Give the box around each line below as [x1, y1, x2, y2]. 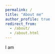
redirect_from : [5, 21, 37, 26]
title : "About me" [5, 12, 43, 17]
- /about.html [9, 30, 39, 35]
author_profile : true [5, 16, 50, 21]
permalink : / [5, 7, 32, 12]
